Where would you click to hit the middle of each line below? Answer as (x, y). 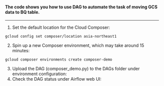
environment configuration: (40, 74)
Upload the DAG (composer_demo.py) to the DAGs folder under (76, 69)
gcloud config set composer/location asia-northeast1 (61, 37)
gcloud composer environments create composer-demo (59, 60)
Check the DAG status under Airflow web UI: (57, 79)
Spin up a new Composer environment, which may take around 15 (78, 45)
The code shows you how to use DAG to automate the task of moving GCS (81, 7)
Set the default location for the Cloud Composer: (61, 27)
